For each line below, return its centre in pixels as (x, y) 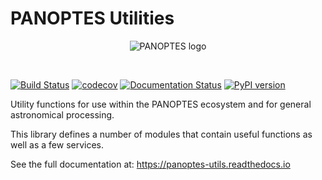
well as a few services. (57, 144)
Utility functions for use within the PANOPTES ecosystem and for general (161, 104)
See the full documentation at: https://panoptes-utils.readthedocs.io (150, 164)
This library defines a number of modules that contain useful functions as (161, 134)
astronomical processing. (62, 114)
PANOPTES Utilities (92, 18)
